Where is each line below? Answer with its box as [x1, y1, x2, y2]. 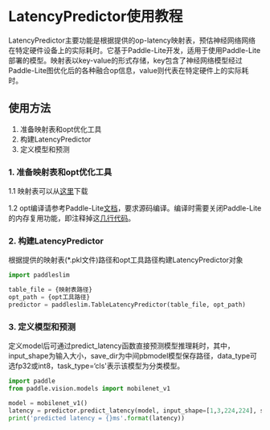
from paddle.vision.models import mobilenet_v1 [8, 385, 171, 393]
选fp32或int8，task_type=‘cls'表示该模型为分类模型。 [8, 361, 185, 371]
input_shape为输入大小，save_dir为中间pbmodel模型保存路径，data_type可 [8, 351, 257, 361]
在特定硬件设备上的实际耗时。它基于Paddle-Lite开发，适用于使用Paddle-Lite [8, 45, 261, 55]
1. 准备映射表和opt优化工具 [8, 166, 112, 178]
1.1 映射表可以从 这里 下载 [8, 186, 88, 196]
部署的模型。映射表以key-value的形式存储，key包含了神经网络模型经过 [8, 55, 243, 65]
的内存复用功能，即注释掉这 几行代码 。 [8, 214, 135, 223]
